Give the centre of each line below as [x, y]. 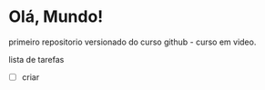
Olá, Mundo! [56, 17]
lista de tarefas [36, 59]
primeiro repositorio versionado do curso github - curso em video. [132, 42]
